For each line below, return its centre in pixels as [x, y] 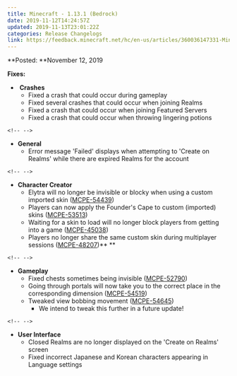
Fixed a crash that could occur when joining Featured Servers [117, 110]
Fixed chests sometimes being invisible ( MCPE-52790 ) [108, 278]
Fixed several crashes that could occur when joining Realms [115, 102]
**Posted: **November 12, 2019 [55, 60]
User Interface [39, 335]
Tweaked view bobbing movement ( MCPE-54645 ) [101, 301]
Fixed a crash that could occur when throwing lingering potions [120, 118]
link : [15, 40]
